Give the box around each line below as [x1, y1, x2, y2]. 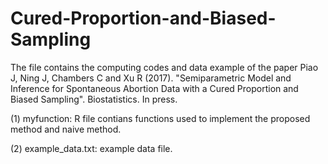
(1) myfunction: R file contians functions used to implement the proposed [10, 112, 311, 124]
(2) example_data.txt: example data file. [10, 142, 173, 154]
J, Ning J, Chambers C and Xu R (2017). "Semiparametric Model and [10, 72, 292, 84]
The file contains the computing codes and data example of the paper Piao [10, 61, 319, 73]
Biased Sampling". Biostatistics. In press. [10, 93, 178, 105]
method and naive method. [10, 123, 122, 135]
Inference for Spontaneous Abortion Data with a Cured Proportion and [10, 82, 299, 94]
